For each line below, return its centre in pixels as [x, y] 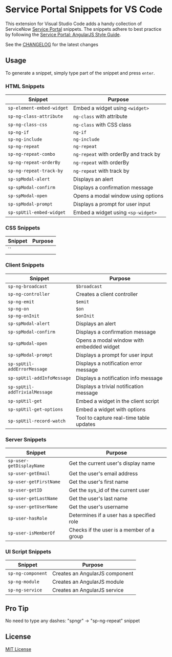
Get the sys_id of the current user [109, 490]
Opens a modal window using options [119, 196]
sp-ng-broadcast [28, 286]
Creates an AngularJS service [88, 590]
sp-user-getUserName [33, 507]
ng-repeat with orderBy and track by [117, 154]
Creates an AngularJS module [88, 582]
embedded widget [98, 346]
